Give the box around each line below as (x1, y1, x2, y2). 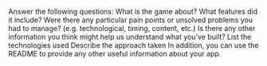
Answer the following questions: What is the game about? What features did (8, 7, 258, 16)
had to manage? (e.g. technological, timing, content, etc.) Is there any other (8, 24, 256, 33)
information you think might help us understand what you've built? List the (8, 32, 252, 41)
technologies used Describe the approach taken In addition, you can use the (8, 41, 259, 50)
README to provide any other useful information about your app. (8, 49, 222, 58)
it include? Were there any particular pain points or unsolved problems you (8, 15, 253, 25)
